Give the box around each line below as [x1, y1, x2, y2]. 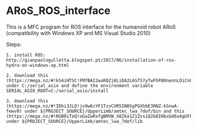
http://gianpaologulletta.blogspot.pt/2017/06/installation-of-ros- [6, 57, 177, 63]
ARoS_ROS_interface [6, 4, 111, 17]
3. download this [6, 98, 49, 104]
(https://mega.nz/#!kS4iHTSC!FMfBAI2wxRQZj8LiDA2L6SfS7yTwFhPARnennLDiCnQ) [6, 78, 195, 83]
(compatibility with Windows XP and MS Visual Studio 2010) [6, 29, 151, 36]
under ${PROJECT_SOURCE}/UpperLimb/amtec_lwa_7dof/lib [6, 118, 143, 124]
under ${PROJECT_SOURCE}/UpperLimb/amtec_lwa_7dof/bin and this [24, 108, 185, 114]
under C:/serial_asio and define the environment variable [6, 83, 154, 89]
